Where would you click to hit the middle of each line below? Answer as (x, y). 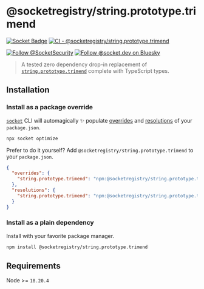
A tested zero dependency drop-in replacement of (84, 64)
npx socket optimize (32, 138)
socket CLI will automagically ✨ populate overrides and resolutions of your (99, 120)
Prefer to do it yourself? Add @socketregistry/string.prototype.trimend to (100, 150)
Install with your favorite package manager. (60, 236)
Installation (28, 90)
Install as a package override (49, 107)
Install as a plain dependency (50, 223)
